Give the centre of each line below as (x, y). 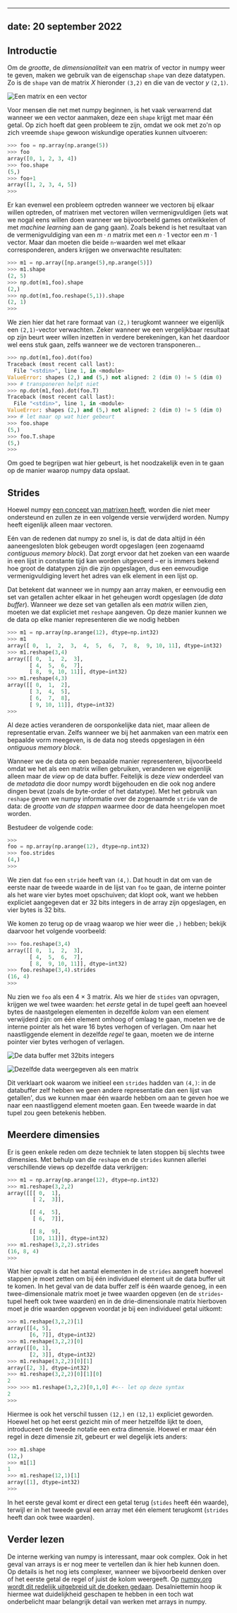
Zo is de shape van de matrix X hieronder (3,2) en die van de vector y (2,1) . (118, 83)
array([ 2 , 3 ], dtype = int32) (49, 1368)
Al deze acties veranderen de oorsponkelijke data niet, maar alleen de (109, 725)
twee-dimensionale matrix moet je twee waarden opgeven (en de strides (114, 1294)
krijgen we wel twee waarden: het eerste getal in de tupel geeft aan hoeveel (117, 1005)
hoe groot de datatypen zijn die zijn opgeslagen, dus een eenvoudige (108, 568)
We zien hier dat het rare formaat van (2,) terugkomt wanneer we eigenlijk (116, 323)
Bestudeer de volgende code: (50, 827)
